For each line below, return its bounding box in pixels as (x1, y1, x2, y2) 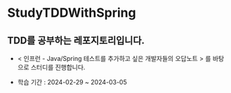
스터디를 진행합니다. (30, 63, 86, 71)
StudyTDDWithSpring (7, 5, 136, 21)
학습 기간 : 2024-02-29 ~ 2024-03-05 (17, 78, 128, 86)
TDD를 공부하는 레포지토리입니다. (7, 34, 145, 46)
